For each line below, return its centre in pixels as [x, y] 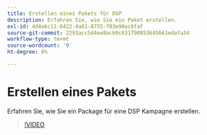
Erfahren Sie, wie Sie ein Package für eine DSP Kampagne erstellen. [104, 111]
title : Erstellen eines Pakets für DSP [65, 13]
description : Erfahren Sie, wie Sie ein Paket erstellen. [92, 20]
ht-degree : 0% [28, 52]
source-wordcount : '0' [40, 45]
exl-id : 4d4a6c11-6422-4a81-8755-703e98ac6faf [75, 26]
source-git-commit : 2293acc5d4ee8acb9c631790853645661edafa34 [98, 33]
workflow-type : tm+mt [38, 39]
